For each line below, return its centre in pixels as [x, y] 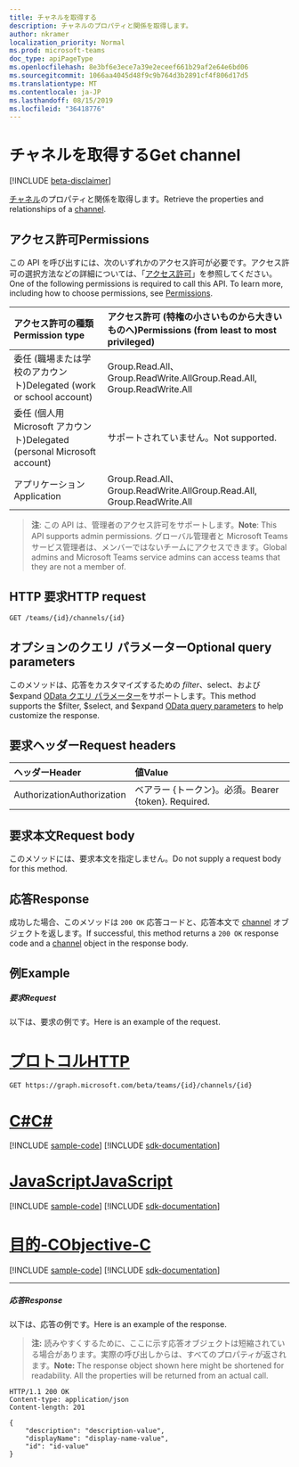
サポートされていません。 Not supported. [192, 438]
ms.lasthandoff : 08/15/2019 [61, 100]
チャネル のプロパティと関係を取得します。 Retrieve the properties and [137, 199]
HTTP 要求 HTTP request [78, 597]
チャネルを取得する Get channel [125, 156]
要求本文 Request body [72, 836]
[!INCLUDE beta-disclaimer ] [60, 181]
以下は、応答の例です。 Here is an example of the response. [118, 1324]
